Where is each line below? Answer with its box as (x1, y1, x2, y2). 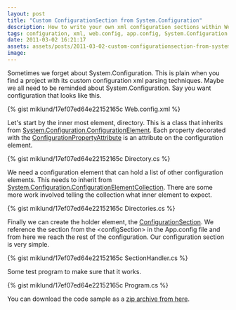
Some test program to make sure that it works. (7, 267, 142, 276)
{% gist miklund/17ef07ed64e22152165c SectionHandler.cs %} (7, 254, 188, 262)
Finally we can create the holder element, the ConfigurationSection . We (7, 217, 214, 226)
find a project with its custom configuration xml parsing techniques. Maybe (7, 76, 225, 84)
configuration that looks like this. (7, 91, 102, 99)
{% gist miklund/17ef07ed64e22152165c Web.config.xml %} (7, 105, 181, 113)
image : (7, 50, 27, 57)
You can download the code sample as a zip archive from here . (7, 295, 190, 303)
